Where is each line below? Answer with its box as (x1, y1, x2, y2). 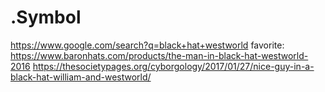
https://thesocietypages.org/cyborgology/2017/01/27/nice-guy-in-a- (32, 60, 315, 72)
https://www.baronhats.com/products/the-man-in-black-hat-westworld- (10, 49, 309, 61)
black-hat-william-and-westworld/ (10, 71, 152, 83)
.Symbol (10, 6, 82, 29)
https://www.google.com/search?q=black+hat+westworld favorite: (10, 39, 285, 51)
